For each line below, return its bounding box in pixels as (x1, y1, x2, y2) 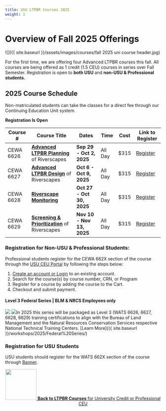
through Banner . (5, 360, 38, 365)
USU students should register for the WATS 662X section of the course (5, 354, 150, 360)
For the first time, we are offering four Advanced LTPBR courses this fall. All (5, 59, 159, 65)
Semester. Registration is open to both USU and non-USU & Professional (5, 70, 154, 76)
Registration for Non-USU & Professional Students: (5, 245, 130, 252)
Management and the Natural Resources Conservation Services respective (5, 320, 158, 326)
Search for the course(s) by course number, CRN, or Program (12, 276, 137, 282)
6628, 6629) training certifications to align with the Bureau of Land (5, 314, 141, 320)
